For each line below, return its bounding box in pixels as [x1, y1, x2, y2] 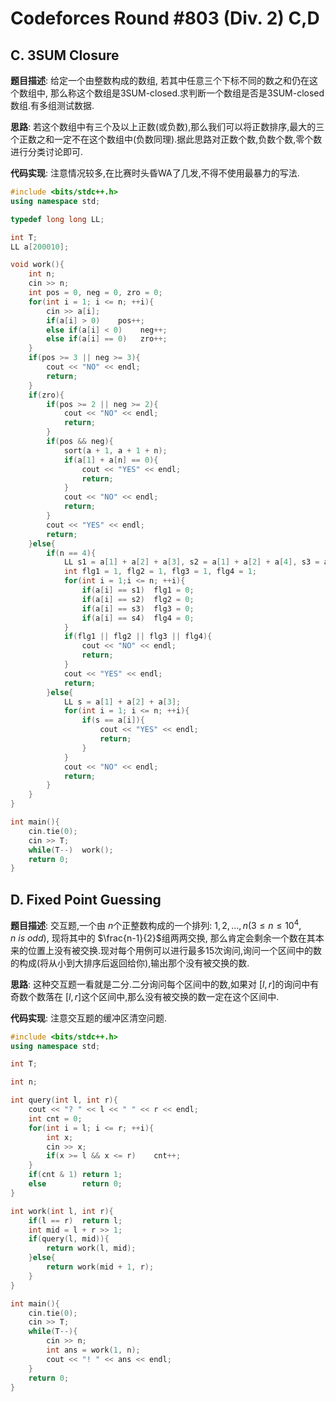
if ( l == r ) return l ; [28, 1215, 123, 1226]
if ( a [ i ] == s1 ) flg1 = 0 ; [81, 585, 195, 595]
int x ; [46, 1132, 74, 1142]
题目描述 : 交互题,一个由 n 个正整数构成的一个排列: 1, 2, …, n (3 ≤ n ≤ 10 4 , [10, 918, 302, 931]
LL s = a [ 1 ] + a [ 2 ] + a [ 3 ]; [63, 697, 182, 707]
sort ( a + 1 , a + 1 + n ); [63, 445, 168, 456]
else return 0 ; [28, 1179, 123, 1189]
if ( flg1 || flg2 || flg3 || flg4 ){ [63, 632, 213, 642]
